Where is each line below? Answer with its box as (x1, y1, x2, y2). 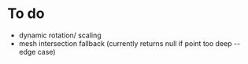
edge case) (18, 47, 56, 56)
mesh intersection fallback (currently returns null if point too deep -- (18, 38, 241, 48)
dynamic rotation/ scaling (18, 30, 102, 40)
